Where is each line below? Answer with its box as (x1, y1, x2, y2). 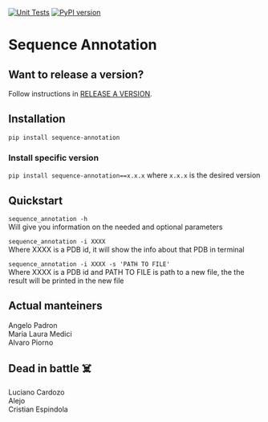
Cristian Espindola (8, 404, 68, 414)
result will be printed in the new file (8, 276, 124, 285)
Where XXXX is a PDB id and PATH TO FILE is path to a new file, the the (8, 267, 245, 277)
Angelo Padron (8, 320, 58, 330)
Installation (8, 113, 66, 126)
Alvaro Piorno (8, 338, 54, 347)
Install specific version (8, 152, 99, 163)
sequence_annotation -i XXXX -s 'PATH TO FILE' (8, 260, 171, 268)
